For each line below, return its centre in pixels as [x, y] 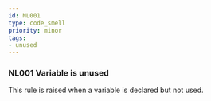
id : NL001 [25, 16]
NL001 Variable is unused [59, 73]
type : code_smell [37, 23]
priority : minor [35, 30]
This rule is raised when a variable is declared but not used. [106, 90]
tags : [17, 38]
